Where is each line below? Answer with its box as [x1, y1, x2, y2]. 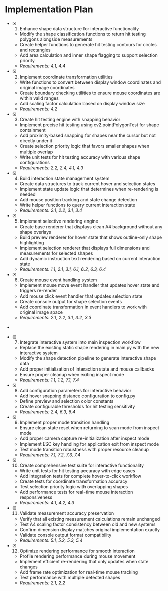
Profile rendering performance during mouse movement [19, 553, 136, 559]
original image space [19, 309, 63, 315]
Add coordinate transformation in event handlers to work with [19, 304, 147, 310]
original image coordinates [19, 84, 75, 90]
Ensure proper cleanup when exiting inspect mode [19, 371, 124, 377]
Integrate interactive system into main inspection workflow [19, 339, 141, 345]
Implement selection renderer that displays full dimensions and [19, 245, 150, 251]
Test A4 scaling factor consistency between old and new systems [19, 521, 156, 527]
